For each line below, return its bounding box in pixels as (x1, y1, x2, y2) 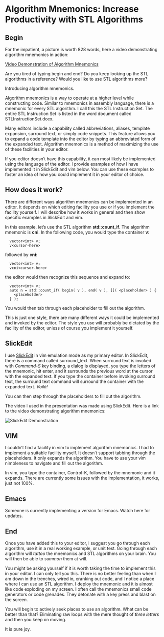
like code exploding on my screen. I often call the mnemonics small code (5, 586, 152, 592)
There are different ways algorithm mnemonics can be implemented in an (5, 199, 153, 204)
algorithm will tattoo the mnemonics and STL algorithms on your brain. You (5, 550, 156, 556)
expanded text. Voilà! (5, 383, 48, 389)
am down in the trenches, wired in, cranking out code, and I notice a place (5, 576, 155, 582)
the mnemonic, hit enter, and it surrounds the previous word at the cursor (5, 368, 153, 374)
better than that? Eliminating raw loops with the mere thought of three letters (5, 611, 159, 617)
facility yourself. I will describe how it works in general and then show (5, 209, 145, 215)
